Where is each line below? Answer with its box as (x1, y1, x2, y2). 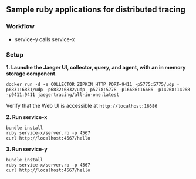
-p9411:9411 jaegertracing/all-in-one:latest (6, 91, 119, 98)
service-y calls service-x (14, 35, 75, 43)
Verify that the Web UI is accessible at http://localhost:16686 (6, 102, 157, 109)
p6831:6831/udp (6, 87, 43, 92)
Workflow (6, 22, 35, 31)
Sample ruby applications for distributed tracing (6, 5, 186, 15)
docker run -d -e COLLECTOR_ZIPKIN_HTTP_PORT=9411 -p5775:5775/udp (6, 81, 175, 87)
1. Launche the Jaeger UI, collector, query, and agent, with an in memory (6, 64, 186, 71)
